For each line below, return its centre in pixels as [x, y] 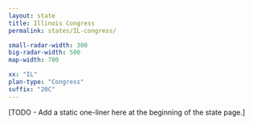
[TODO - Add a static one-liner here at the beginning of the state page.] [127, 112]
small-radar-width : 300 [48, 45]
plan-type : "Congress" [46, 82]
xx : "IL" [23, 75]
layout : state [32, 16]
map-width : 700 [34, 60]
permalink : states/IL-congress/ [62, 30]
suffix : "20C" [32, 89]
